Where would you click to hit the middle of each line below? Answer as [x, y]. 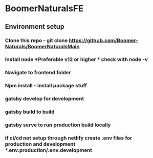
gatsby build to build [30, 112]
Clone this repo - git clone [36, 40]
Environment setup [35, 27]
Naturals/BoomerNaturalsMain [42, 46]
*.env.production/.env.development [49, 150]
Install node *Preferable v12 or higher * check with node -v [76, 59]
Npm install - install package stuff [46, 86]
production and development [40, 144]
